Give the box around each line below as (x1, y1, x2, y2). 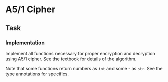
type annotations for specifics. (5, 71, 69, 77)
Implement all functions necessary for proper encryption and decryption (5, 50, 155, 56)
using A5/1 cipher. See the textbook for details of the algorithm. (5, 56, 137, 62)
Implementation (5, 39, 45, 46)
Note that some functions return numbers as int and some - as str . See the (5, 65, 163, 71)
